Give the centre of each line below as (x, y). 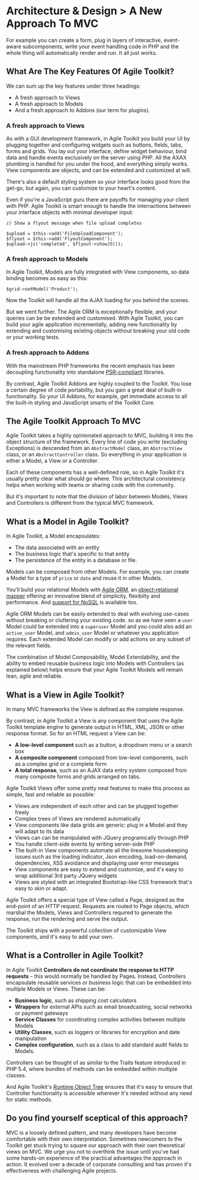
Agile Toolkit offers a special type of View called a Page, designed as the (95, 900)
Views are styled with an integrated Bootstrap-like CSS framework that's (103, 882)
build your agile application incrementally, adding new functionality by (92, 324)
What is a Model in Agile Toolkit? (68, 522)
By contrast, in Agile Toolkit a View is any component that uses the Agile (94, 721)
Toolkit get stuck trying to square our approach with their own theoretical (96, 1145)
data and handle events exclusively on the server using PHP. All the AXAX (97, 158)
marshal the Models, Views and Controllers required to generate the (89, 912)
